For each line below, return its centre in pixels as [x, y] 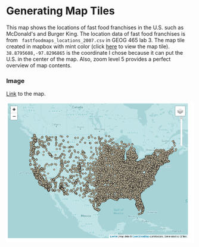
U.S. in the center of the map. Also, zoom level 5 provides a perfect [88, 59]
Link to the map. [26, 94]
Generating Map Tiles [60, 11]
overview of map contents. [39, 65]
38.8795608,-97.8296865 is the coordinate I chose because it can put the [95, 52]
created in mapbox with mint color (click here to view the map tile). [88, 46]
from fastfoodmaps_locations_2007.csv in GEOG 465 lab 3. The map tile [96, 40]
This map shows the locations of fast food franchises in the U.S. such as [95, 27]
